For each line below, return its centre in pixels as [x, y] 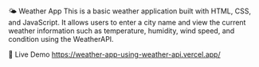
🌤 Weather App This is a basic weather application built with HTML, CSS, [129, 11]
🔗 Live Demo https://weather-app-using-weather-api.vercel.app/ [114, 54]
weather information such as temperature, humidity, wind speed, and [122, 31]
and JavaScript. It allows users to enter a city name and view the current [127, 22]
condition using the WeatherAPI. [61, 39]
